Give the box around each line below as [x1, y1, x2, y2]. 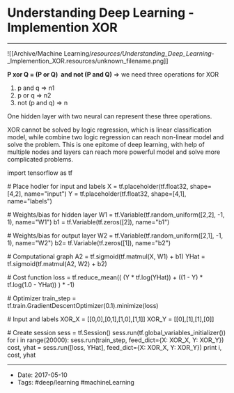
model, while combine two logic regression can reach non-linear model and [7, 132, 224, 141]
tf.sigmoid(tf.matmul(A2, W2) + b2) [7, 259, 108, 268]
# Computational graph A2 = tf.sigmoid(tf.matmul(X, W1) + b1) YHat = [7, 252, 205, 261]
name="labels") [7, 196, 52, 205]
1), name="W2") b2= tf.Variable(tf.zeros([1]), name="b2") [7, 238, 171, 247]
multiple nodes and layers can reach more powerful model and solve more [7, 148, 221, 156]
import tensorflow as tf [7, 169, 73, 177]
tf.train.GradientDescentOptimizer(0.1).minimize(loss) [7, 301, 159, 309]
